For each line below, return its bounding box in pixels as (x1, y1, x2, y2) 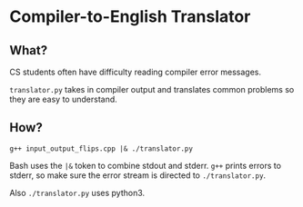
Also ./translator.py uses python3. (9, 187, 146, 198)
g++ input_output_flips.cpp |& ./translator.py (9, 143, 194, 153)
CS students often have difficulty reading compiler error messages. (9, 66, 262, 77)
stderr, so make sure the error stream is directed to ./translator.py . (9, 170, 267, 181)
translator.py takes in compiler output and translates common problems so (9, 84, 295, 94)
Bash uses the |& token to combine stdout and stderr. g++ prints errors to (9, 160, 282, 171)
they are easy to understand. (9, 94, 118, 104)
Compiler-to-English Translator (9, 6, 251, 27)
